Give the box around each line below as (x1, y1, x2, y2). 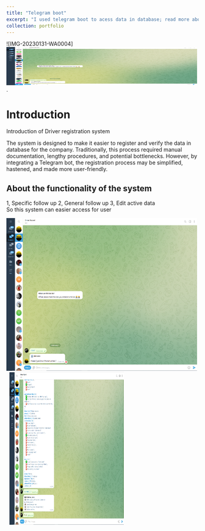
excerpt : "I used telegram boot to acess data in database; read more (6, 16, 190, 23)
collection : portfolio (6, 23, 64, 29)
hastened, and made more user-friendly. (6, 166, 108, 173)
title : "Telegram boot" (6, 10, 67, 16)
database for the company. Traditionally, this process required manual (6, 146, 182, 153)
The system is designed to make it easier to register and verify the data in (6, 139, 192, 147)
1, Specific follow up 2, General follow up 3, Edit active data (6, 199, 156, 207)
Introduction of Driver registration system (6, 128, 110, 135)
